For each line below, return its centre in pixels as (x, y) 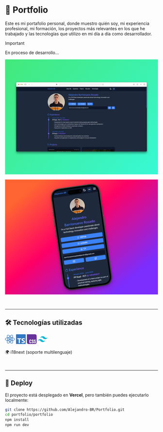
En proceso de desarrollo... (32, 53)
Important (15, 43)
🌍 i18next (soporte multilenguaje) (39, 352)
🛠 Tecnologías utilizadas (44, 323)
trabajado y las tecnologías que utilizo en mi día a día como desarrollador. (79, 34)
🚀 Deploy (19, 383)
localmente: (17, 400)
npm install (17, 420)
